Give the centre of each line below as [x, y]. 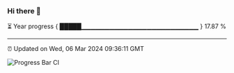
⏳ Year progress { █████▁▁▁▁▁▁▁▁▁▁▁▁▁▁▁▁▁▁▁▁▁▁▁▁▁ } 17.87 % [117, 26]
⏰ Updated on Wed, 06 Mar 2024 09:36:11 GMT [76, 49]
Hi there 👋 [24, 11]
